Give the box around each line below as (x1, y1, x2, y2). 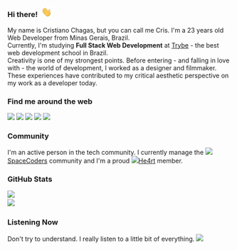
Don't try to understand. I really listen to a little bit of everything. (7, 234, 195, 243)
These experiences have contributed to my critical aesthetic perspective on (7, 71, 229, 80)
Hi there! (7, 10, 38, 20)
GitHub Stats (7, 174, 53, 184)
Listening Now (7, 217, 58, 227)
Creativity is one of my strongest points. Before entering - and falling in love (7, 56, 230, 65)
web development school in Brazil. (7, 48, 108, 57)
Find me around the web (7, 96, 93, 106)
